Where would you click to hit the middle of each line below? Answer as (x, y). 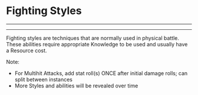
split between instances (43, 79)
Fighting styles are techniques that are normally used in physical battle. (93, 38)
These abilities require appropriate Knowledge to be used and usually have (97, 44)
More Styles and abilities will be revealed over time (76, 86)
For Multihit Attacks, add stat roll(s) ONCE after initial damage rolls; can (101, 73)
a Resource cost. (27, 50)
